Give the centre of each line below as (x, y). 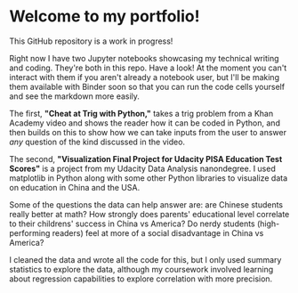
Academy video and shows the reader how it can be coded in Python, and (145, 123)
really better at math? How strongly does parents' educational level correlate (149, 214)
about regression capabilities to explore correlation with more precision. (141, 279)
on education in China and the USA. (75, 187)
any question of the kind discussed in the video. (97, 142)
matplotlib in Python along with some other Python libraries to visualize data (149, 178)
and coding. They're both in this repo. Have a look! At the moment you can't (148, 68)
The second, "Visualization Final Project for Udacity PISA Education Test (146, 159)
